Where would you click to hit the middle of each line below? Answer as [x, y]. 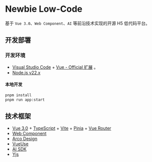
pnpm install [18, 95]
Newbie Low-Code [44, 9]
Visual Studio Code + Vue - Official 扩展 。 [55, 67]
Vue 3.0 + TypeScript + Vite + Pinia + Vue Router [62, 128]
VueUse [20, 144]
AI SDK [19, 149]
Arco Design [25, 139]
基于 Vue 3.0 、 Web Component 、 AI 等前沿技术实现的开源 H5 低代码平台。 [77, 23]
